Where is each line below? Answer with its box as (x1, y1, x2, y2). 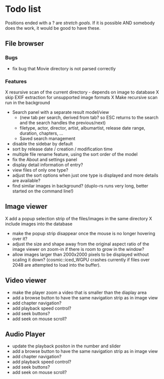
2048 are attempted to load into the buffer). (12, 262, 101, 268)
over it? (12, 236, 28, 241)
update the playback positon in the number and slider (12, 343, 121, 349)
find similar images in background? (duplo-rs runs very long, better (12, 183, 149, 189)
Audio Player (5, 330, 45, 338)
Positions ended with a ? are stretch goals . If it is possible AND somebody (5, 20, 155, 26)
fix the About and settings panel (12, 156, 77, 162)
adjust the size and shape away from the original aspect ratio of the (12, 241, 149, 247)
